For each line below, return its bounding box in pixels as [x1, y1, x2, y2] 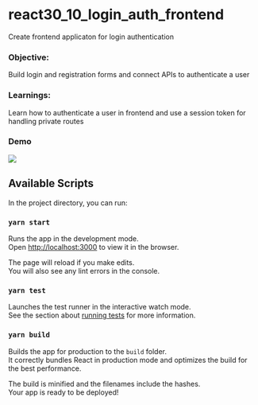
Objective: [8, 52, 49, 63]
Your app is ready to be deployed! [8, 387, 119, 397]
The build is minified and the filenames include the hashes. [8, 379, 201, 388]
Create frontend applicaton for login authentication [8, 32, 175, 41]
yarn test [8, 286, 46, 295]
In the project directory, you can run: [8, 197, 128, 208]
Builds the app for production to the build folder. [8, 346, 168, 356]
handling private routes [8, 116, 84, 126]
